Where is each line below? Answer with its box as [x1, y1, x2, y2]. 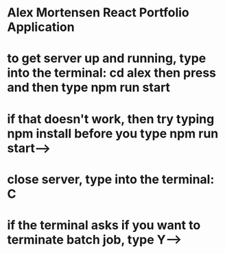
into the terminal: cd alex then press [7, 65, 217, 81]
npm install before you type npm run [7, 125, 219, 141]
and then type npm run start [7, 80, 170, 95]
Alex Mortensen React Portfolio [7, 5, 190, 21]
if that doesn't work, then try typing [7, 111, 215, 127]
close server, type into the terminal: [7, 171, 215, 187]
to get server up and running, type [7, 51, 206, 66]
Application [7, 19, 75, 35]
